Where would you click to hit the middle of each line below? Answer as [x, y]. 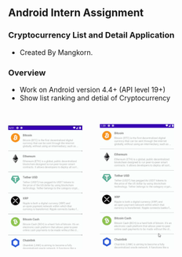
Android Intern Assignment [76, 13]
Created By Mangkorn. [56, 52]
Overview [27, 72]
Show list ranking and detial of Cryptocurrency [95, 98]
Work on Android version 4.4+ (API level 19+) [93, 89]
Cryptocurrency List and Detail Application [91, 35]
